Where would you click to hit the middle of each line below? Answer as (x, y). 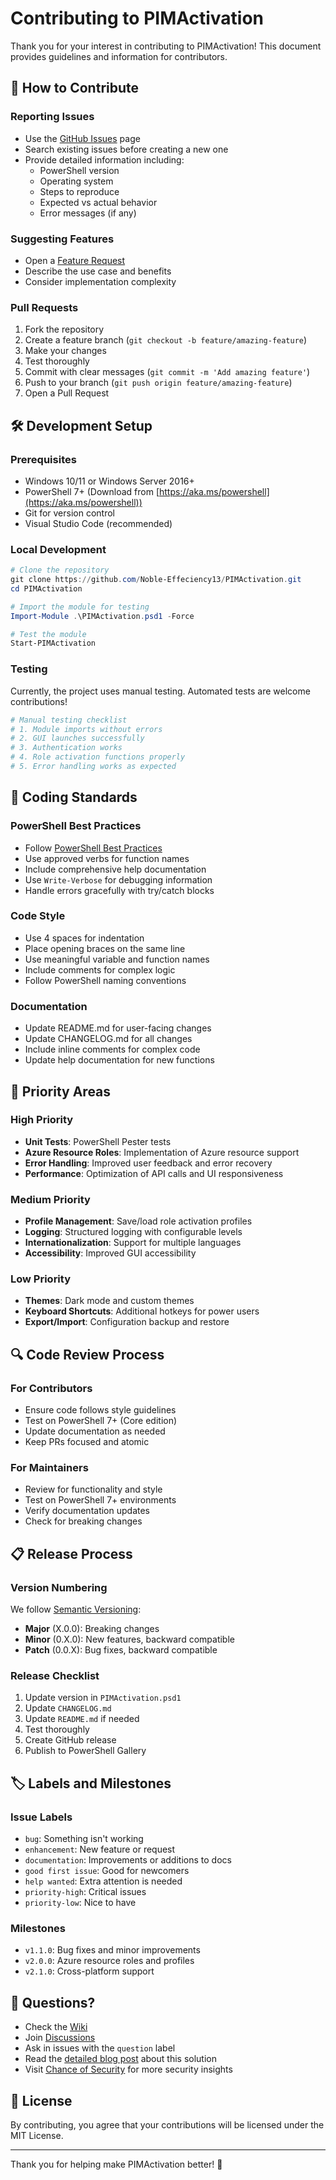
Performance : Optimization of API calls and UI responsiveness (154, 1173)
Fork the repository (64, 329)
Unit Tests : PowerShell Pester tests (98, 1141)
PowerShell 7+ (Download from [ (92, 491)
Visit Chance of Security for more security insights (128, 2069)
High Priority (42, 1120)
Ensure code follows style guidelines (100, 1410)
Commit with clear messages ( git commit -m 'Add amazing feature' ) (167, 372)
